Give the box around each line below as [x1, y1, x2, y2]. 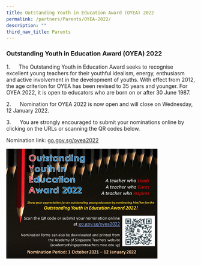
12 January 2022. [6, 107, 50, 114]
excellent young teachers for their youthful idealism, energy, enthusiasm [6, 69, 185, 76]
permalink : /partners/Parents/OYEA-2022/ [6, 16, 112, 22]
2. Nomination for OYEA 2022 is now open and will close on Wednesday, [6, 100, 193, 108]
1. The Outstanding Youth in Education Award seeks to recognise [6, 63, 173, 70]
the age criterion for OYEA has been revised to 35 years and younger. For [6, 82, 188, 90]
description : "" [6, 22, 47, 28]
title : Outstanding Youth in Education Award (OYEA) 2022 [6, 10, 154, 16]
